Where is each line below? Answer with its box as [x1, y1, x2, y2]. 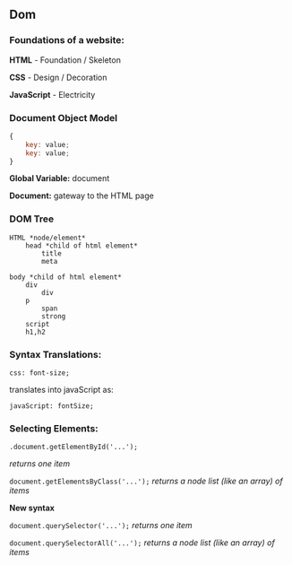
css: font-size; [9, 369, 70, 378]
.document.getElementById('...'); [9, 443, 139, 452]
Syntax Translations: [9, 348, 102, 361]
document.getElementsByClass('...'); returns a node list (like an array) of [9, 475, 284, 487]
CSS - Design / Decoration [9, 72, 107, 83]
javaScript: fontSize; [9, 402, 94, 411]
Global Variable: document [9, 173, 110, 184]
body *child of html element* [9, 273, 123, 282]
